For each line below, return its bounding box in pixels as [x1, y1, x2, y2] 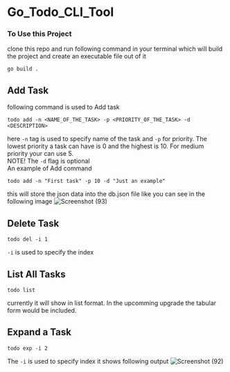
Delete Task [7, 217, 60, 229]
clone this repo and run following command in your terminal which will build [7, 45, 223, 53]
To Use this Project [7, 29, 72, 39]
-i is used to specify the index [7, 248, 94, 257]
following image [7, 197, 53, 206]
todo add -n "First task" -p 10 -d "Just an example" [7, 178, 166, 185]
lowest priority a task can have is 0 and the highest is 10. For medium [7, 142, 204, 150]
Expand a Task [7, 326, 71, 338]
